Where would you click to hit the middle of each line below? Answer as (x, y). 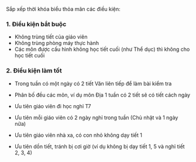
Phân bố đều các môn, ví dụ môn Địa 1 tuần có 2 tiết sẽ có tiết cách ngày (102, 95)
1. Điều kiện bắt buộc (36, 24)
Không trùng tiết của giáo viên (51, 37)
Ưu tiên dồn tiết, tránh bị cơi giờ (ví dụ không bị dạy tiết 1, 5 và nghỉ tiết (100, 146)
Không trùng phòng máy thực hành (57, 43)
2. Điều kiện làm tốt (34, 71)
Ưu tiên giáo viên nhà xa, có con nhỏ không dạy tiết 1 (78, 135)
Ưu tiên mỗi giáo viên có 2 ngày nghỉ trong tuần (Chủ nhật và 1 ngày (96, 118)
